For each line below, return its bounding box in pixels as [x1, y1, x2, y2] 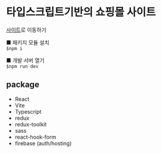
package [6, 80, 40, 90]
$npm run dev [6, 63, 39, 69]
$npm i [6, 45, 23, 51]
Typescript [14, 108, 42, 115]
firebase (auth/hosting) [14, 139, 72, 146]
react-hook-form [14, 133, 57, 140]
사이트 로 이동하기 [6, 26, 47, 33]
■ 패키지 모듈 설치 [6, 39, 50, 46]
